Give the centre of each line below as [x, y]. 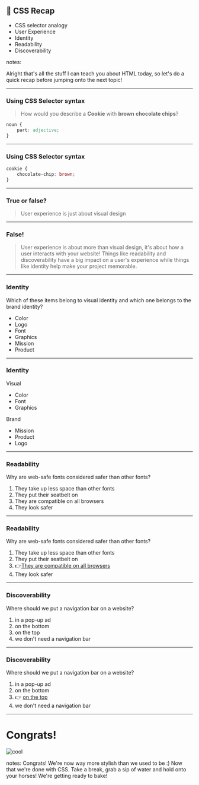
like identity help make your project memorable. [79, 266]
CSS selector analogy [41, 25]
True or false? [27, 201]
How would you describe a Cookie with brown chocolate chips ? [99, 114]
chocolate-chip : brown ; [46, 174]
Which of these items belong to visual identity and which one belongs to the [99, 300]
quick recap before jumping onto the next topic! [64, 80]
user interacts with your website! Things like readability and [93, 254]
